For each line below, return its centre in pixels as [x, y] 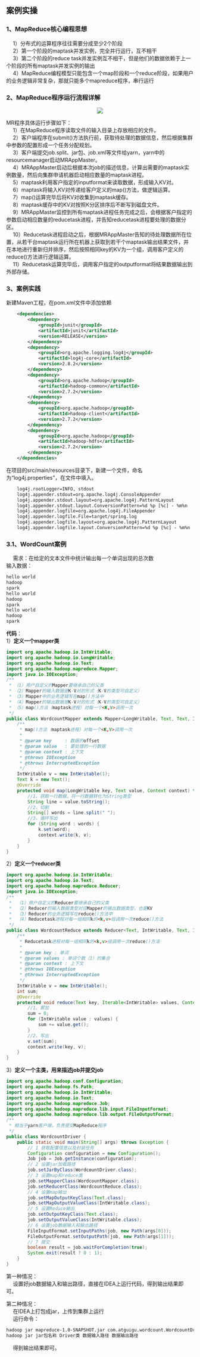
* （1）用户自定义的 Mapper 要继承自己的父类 [56, 685]
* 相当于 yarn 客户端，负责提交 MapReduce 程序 [58, 1126]
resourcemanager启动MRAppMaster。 [53, 160]
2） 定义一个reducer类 [34, 864]
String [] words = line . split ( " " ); [72, 813]
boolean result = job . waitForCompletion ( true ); [87, 1247]
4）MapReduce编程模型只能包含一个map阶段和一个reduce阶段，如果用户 [103, 73]
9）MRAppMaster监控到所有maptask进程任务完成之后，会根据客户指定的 [102, 212]
